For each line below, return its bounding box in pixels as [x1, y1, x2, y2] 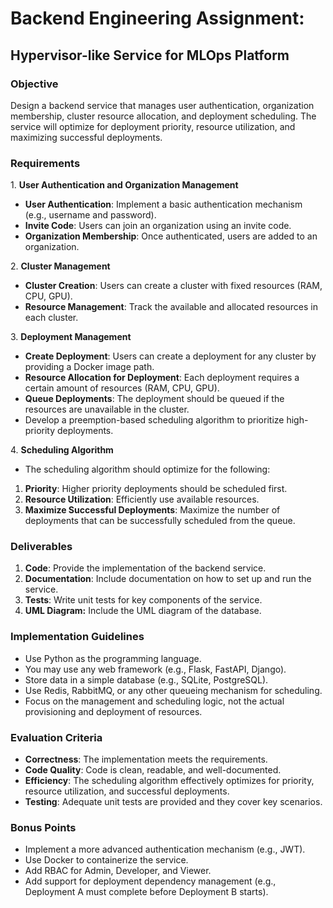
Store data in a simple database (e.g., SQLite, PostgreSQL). [24, 673, 269, 686]
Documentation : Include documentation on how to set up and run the [24, 573, 312, 585]
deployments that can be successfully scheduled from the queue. [24, 515, 296, 527]
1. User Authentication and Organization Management [10, 179, 239, 191]
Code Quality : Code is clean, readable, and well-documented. [24, 764, 282, 776]
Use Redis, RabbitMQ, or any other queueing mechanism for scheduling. [24, 684, 323, 696]
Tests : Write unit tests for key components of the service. [24, 594, 263, 606]
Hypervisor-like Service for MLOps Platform [10, 47, 290, 64]
